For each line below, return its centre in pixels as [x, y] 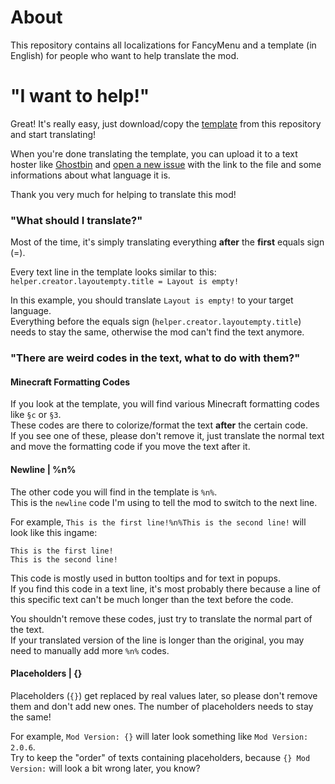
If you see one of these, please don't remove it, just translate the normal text [167, 436]
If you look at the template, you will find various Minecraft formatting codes [165, 404]
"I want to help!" [80, 96]
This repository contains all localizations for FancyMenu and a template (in [163, 45]
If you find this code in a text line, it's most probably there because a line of [166, 588]
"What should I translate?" [76, 220]
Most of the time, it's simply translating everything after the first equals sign [167, 242]
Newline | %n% [43, 469]
